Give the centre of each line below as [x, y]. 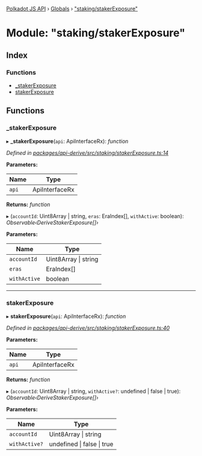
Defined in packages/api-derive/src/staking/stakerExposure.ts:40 [88, 328]
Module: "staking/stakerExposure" [96, 33]
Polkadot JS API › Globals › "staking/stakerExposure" [72, 9]
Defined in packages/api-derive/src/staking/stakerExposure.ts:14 [87, 152]
